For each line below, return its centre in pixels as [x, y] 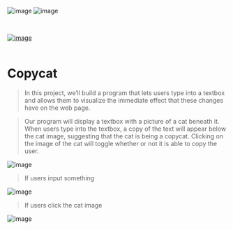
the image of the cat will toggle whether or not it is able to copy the [121, 143]
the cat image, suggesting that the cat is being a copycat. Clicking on [124, 136]
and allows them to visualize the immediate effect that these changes [124, 100]
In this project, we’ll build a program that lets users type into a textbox [125, 93]
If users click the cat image [63, 205]
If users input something [59, 178]
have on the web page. [57, 108]
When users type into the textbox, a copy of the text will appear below [125, 129]
